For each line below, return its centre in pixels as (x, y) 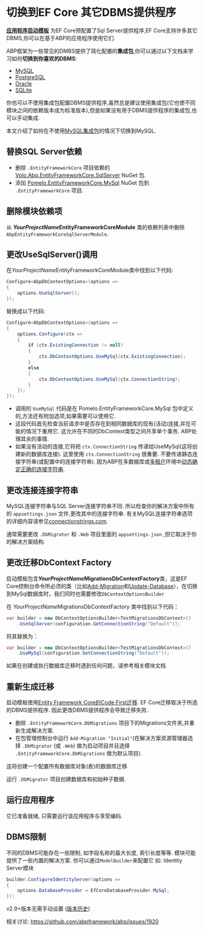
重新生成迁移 (30, 686)
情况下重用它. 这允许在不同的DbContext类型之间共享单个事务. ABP (109, 431)
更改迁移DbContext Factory (59, 563)
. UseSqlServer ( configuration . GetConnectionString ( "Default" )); (99, 624)
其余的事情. (35, 439)
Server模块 (20, 868)
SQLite (23, 90)
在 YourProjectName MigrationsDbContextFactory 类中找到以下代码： (93, 606)
